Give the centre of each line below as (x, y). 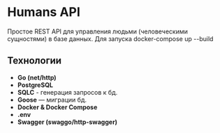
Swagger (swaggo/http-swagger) (67, 122)
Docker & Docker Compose (57, 107)
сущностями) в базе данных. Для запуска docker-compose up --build (110, 38)
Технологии (34, 61)
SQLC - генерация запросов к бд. (67, 92)
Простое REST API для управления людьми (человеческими (98, 31)
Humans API (44, 12)
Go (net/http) (37, 77)
